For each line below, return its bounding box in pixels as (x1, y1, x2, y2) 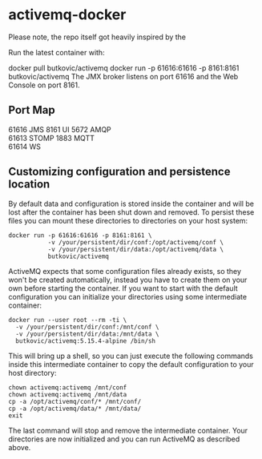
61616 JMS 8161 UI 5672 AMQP (8, 124, 112, 134)
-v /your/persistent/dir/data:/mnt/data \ (15, 330, 159, 338)
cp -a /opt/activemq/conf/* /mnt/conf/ (8, 397, 142, 405)
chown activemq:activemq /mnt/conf (8, 383, 127, 392)
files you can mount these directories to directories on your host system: (8, 215, 248, 225)
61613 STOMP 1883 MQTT (8, 133, 95, 143)
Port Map (8, 103, 55, 117)
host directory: (8, 368, 57, 377)
